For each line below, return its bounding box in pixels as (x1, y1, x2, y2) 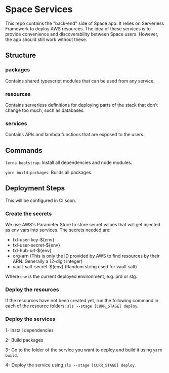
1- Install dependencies (5, 327, 54, 333)
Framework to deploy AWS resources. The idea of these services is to (5, 25, 151, 31)
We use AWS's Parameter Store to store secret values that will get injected (5, 222, 160, 228)
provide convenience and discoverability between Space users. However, (5, 31, 158, 37)
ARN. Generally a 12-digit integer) (12, 258, 83, 264)
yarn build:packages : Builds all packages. (5, 170, 93, 176)
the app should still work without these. (5, 36, 88, 43)
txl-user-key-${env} (12, 237, 55, 243)
